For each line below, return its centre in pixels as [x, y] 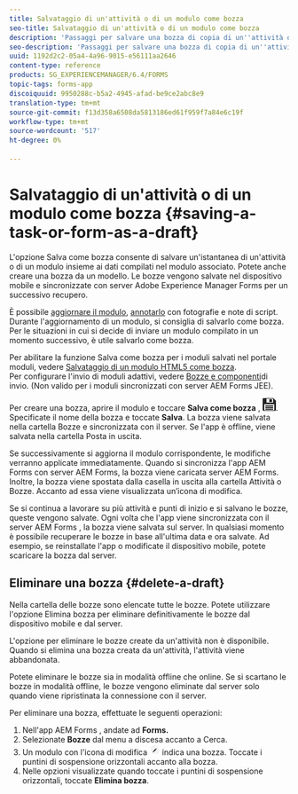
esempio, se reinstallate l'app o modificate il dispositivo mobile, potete [137, 546]
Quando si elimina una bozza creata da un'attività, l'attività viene [127, 650]
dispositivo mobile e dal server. [66, 623]
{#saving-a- [211, 214]
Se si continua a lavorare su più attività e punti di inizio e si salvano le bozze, [149, 508]
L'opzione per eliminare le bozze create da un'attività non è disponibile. [139, 641]
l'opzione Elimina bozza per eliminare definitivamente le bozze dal [130, 614]
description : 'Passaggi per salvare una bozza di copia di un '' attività [146, 37]
